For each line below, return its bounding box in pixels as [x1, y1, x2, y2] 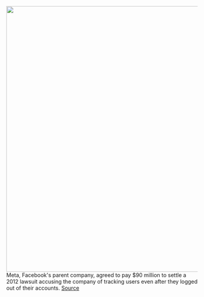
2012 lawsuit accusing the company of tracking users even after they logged [6, 278, 198, 285]
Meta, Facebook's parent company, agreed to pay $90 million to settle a [6, 271, 186, 279]
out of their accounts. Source [6, 284, 80, 292]
